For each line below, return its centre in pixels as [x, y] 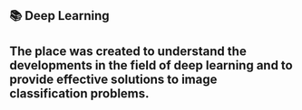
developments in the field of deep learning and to [151, 65]
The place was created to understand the [128, 51]
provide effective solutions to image [113, 79]
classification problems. [79, 93]
